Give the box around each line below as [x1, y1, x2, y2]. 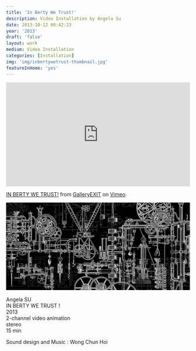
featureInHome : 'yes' [6, 65, 59, 71]
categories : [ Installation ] [6, 53, 75, 59]
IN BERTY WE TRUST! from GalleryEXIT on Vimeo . [6, 191, 127, 197]
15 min [6, 327, 22, 334]
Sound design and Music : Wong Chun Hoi [6, 338, 108, 345]
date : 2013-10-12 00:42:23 [6, 22, 72, 28]
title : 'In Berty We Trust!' [6, 9, 77, 15]
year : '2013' [6, 28, 38, 34]
